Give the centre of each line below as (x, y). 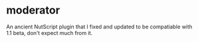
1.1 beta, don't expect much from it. (49, 33)
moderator (33, 10)
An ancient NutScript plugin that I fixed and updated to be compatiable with (99, 27)
